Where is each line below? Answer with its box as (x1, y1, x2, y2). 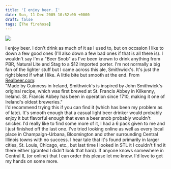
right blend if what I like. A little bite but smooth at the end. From (5, 72, 140, 78)
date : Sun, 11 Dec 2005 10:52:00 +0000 (5, 12, 90, 17)
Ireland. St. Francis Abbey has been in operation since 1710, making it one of (5, 93, 165, 99)
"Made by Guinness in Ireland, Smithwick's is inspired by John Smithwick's (5, 83, 163, 89)
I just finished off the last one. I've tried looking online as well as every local (5, 126, 164, 132)
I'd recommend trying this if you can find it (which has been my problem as (5, 105, 163, 111)
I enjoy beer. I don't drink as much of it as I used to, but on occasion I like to (5, 45, 164, 51)
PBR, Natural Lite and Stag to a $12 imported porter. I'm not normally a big (5, 61, 160, 67)
